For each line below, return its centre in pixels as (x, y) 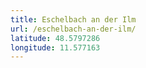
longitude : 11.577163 (55, 47)
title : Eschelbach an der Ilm (73, 19)
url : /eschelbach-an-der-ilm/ (73, 29)
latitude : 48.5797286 (55, 38)
